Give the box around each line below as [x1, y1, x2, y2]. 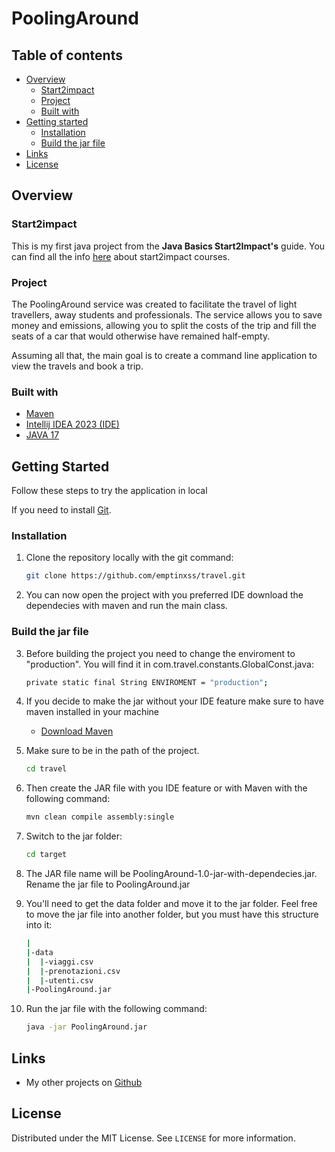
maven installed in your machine [25, 706, 159, 718]
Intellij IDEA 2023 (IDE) [25, 418, 120, 431]
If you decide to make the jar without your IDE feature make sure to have [25, 695, 324, 707]
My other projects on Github [25, 1077, 143, 1088]
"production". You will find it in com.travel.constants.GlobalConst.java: [25, 658, 314, 670]
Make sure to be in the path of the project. [25, 745, 200, 757]
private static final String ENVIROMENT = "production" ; [25, 677, 269, 687]
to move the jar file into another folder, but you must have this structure [25, 908, 319, 921]
